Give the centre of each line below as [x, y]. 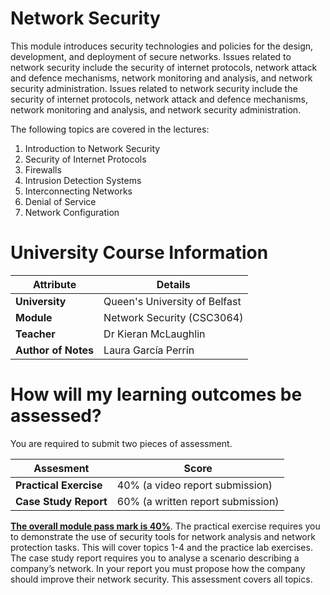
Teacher [35, 334]
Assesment [61, 468]
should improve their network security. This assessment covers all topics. [161, 579]
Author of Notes [55, 350]
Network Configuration [72, 212]
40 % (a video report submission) [194, 485]
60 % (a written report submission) [198, 501]
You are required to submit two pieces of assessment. [121, 443]
